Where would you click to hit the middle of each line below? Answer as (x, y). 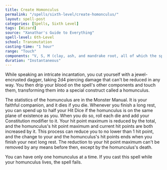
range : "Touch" (21, 51)
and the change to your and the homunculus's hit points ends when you (79, 137)
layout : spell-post (25, 19)
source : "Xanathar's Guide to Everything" (50, 33)
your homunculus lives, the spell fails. (43, 162)
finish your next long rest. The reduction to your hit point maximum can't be (83, 142)
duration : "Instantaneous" (33, 60)
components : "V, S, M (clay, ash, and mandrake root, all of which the (81, 56)
